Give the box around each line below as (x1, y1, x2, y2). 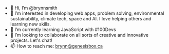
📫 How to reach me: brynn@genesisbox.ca (10, 43, 103, 49)
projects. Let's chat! (10, 37, 53, 43)
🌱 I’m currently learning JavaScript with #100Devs (10, 26, 117, 33)
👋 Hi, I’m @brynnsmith (10, 5, 58, 11)
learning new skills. (10, 21, 51, 27)
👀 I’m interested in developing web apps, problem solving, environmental (10, 10, 164, 16)
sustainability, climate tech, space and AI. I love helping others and (10, 16, 152, 21)
